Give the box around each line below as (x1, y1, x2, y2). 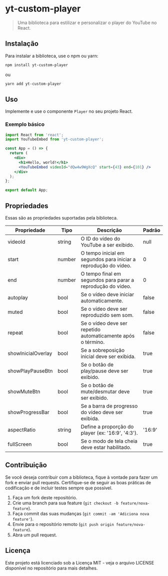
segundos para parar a (80, 277, 134, 284)
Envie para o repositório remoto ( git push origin (12, 521, 114, 527)
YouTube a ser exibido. (80, 242, 134, 249)
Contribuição (5, 461, 47, 469)
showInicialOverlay (7, 350, 52, 357)
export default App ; (5, 187, 48, 193)
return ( (9, 151, 28, 156)
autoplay (7, 294, 28, 301)
